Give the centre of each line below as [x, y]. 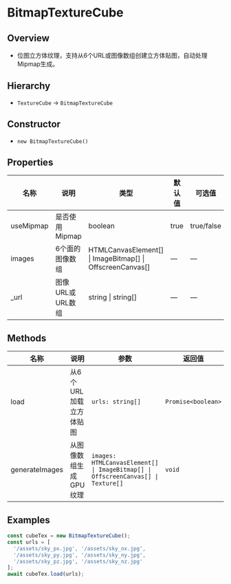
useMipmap [30, 226]
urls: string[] [116, 402]
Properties [30, 163]
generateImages [37, 470]
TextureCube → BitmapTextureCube [65, 102]
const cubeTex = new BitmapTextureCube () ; [69, 536]
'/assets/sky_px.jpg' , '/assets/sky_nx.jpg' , [80, 548]
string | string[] [113, 297]
